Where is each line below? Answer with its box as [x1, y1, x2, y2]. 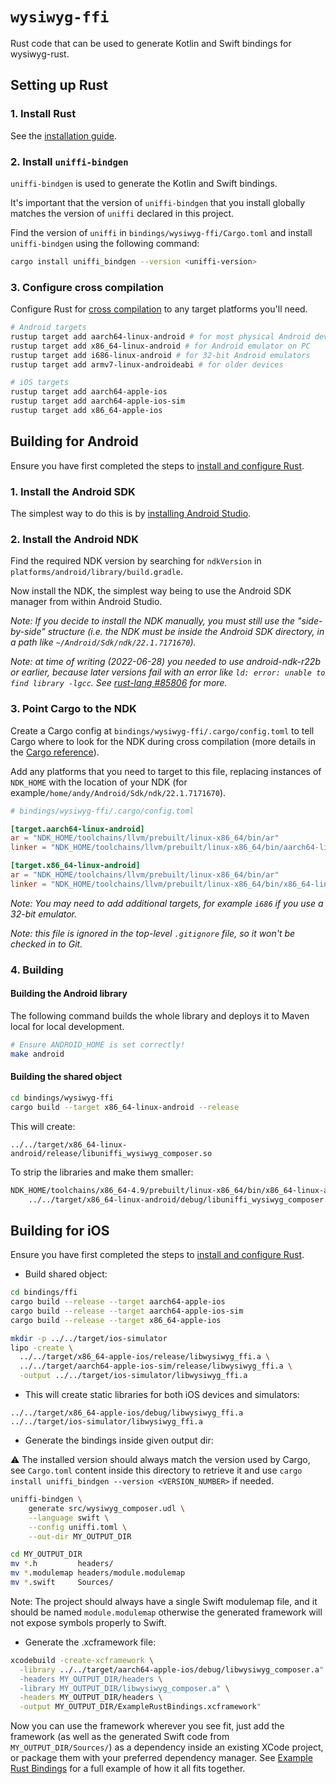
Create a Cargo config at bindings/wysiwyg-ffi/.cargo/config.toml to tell [10, 724, 315, 737]
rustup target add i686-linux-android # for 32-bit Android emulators [10, 350, 311, 360]
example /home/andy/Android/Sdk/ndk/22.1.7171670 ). [10, 786, 227, 798]
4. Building [10, 963, 64, 977]
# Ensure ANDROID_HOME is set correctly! [10, 1039, 186, 1050]
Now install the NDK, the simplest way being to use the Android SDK [10, 585, 292, 597]
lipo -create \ [10, 1343, 74, 1353]
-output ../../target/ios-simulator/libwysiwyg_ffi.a [19, 1371, 248, 1381]
